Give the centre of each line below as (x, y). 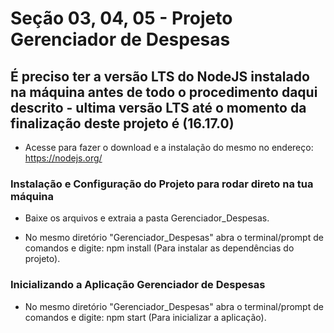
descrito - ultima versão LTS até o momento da (158, 107)
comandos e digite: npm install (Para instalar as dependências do (159, 248)
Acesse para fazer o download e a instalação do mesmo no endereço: (169, 147)
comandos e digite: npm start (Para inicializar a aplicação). (145, 317)
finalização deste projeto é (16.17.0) (122, 123)
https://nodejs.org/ (63, 158)
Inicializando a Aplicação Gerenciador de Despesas (138, 285)
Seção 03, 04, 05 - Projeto (121, 18)
